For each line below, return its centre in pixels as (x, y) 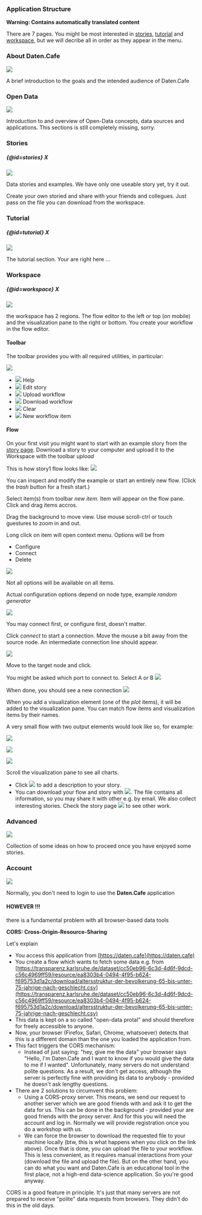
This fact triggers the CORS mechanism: (65, 1045)
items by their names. (33, 714)
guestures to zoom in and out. (44, 523)
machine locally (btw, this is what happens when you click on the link (110, 1142)
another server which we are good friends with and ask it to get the (108, 1103)
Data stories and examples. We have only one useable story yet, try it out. (98, 184)
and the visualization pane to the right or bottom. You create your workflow (100, 322)
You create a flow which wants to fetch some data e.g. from (90, 962)
